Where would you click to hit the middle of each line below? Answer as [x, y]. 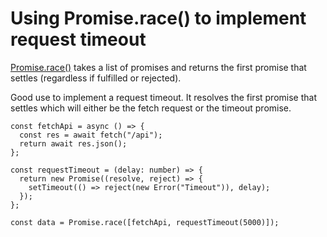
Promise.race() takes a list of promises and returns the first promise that [158, 67]
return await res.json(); [73, 143]
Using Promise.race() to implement [158, 18]
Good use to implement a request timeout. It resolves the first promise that [163, 97]
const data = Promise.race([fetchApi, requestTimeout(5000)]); [145, 222]
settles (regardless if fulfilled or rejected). [96, 78]
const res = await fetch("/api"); [91, 135]
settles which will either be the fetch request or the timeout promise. [151, 108]
